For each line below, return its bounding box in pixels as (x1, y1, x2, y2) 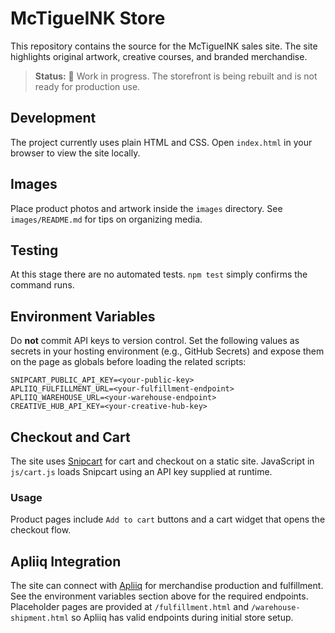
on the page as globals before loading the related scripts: (10, 356, 247, 368)
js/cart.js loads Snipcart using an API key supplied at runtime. (10, 466, 273, 477)
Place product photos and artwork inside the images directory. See (10, 202, 283, 214)
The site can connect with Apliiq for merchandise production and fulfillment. (10, 580, 324, 592)
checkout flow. (10, 524, 72, 536)
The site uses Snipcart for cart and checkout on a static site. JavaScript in (10, 455, 315, 467)
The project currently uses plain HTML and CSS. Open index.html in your (10, 136, 313, 148)
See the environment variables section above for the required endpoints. (10, 590, 309, 602)
